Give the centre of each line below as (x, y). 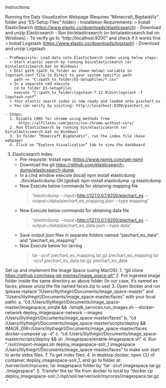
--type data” (118, 225)
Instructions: (18, 7)
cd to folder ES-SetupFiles (43, 88)
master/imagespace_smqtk (33, 307)
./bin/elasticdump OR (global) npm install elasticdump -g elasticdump (90, 181)
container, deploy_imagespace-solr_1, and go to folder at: (63, 360)
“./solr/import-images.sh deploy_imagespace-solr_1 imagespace (70, 344)
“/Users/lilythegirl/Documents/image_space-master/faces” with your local (81, 297)
